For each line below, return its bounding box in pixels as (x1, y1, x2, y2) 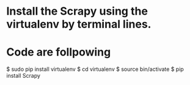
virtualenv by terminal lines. (6, 17, 152, 31)
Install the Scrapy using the (6, 4, 148, 18)
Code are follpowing (6, 45, 111, 59)
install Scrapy (6, 72, 41, 79)
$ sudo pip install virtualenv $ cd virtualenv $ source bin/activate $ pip (6, 65, 185, 73)
